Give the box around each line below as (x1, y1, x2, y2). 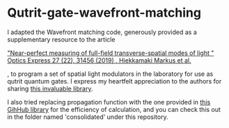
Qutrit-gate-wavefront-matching (7, 5, 202, 21)
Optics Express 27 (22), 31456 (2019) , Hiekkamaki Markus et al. (7, 56, 191, 64)
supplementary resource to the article (7, 35, 116, 43)
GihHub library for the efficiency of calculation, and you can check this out (7, 105, 221, 113)
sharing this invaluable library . (7, 84, 93, 93)
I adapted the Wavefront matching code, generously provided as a (7, 28, 197, 36)
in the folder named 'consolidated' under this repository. (7, 113, 168, 121)
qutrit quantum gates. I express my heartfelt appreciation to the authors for (7, 77, 222, 85)
